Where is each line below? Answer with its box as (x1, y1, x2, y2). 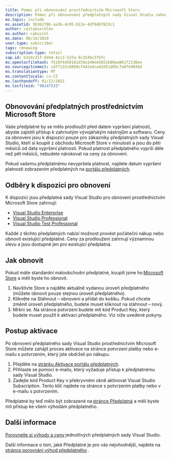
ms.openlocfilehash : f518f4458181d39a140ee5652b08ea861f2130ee (5, 60, 142, 65)
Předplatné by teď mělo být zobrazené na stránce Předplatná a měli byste (5, 398, 159, 404)
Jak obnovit (5, 256, 44, 265)
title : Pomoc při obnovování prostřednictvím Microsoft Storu (5, 7, 140, 13)
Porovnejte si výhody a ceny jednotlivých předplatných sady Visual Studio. (5, 431, 161, 438)
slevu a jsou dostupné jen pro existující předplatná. (5, 241, 112, 247)
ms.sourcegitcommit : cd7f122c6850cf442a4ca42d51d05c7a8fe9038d (5, 64, 142, 69)
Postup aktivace (5, 327, 58, 336)
